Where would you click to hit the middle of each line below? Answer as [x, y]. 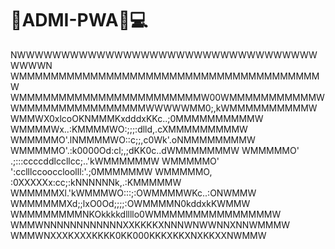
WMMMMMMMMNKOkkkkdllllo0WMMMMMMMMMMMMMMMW [146, 214]
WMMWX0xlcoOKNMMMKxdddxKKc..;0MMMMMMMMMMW [137, 118]
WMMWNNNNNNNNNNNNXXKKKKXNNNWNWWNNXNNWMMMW [150, 224]
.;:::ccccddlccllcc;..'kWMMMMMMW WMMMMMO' [115, 161]
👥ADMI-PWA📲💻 [79, 20]
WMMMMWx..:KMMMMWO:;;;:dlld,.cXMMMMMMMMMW [129, 129]
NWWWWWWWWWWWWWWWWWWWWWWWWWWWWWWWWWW [164, 54]
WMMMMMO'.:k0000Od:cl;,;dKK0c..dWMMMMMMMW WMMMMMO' [155, 150]
